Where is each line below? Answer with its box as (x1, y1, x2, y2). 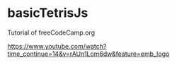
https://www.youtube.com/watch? (7, 42, 107, 50)
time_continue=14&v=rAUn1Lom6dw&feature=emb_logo (7, 49, 170, 58)
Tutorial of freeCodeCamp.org (7, 28, 96, 37)
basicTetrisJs (7, 5, 88, 21)
